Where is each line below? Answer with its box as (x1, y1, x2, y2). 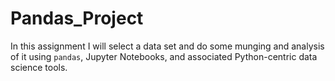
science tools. (10, 61, 68, 73)
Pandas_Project (10, 7, 144, 30)
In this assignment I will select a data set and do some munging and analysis (10, 40, 325, 52)
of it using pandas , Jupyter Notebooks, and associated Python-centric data (10, 50, 318, 62)
